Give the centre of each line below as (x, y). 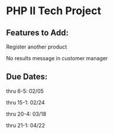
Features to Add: (38, 33)
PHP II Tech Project (54, 11)
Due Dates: (27, 77)
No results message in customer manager (57, 58)
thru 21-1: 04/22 (26, 125)
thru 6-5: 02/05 (25, 91)
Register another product (37, 47)
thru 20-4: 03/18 (26, 114)
